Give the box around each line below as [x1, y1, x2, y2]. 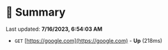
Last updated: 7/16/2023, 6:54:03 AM [5, 25, 103, 33]
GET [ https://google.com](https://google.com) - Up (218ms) [14, 37, 163, 44]
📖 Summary [5, 5, 66, 19]
